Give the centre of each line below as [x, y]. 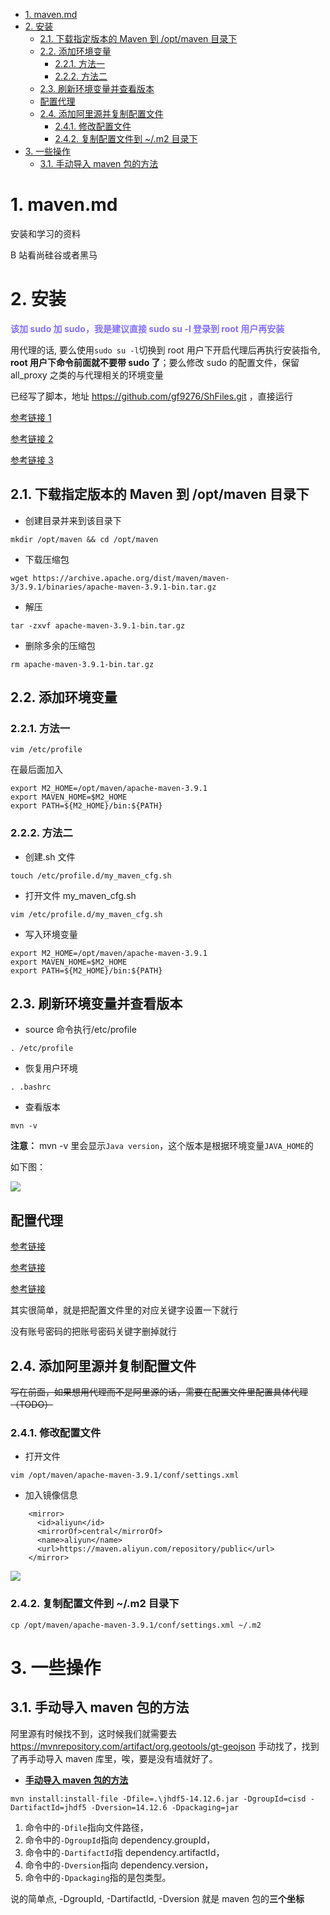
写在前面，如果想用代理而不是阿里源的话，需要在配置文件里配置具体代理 [159, 1392]
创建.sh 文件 [50, 856]
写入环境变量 [51, 934]
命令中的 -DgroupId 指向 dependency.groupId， [120, 1840]
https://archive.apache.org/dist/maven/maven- [131, 578]
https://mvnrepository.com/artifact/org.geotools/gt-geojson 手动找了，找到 [165, 1746]
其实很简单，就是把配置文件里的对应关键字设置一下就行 [124, 1310]
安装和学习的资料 [45, 233]
